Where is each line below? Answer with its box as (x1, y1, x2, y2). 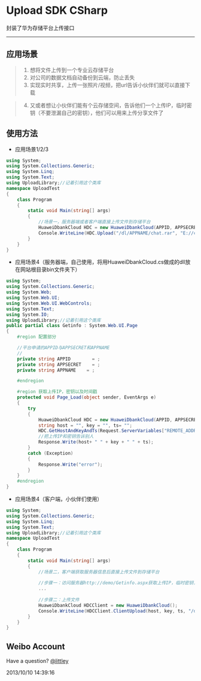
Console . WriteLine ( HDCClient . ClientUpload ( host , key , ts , (38, 608, 186, 614)
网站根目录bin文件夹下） (20, 266, 81, 273)
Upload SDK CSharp (6, 4, 108, 17)
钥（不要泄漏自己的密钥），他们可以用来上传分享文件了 (29, 109, 164, 116)
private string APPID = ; (17, 356, 100, 362)
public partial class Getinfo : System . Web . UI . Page (6, 323, 138, 329)
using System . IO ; (6, 311, 50, 317)
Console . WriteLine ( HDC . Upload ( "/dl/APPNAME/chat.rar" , (38, 230, 178, 236)
